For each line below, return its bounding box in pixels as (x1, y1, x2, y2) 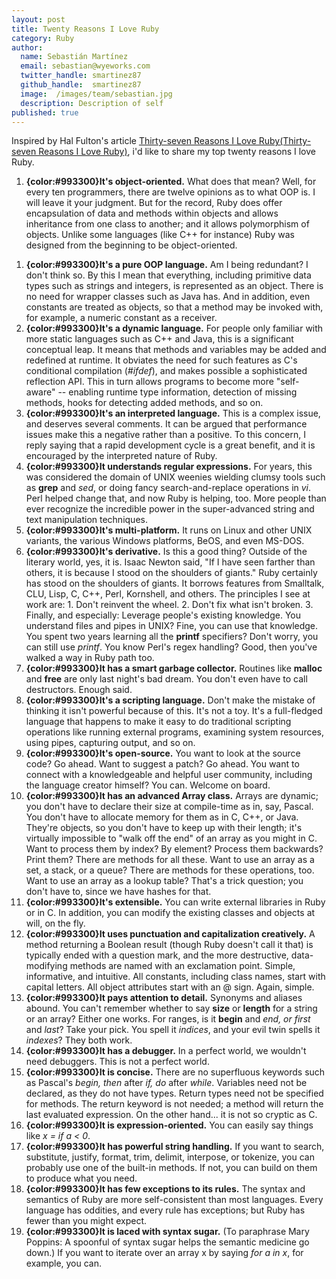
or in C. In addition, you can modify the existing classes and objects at (25, 907, 316, 919)
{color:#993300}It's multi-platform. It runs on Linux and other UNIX (25, 524, 313, 536)
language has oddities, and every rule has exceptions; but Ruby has (25, 1204, 306, 1216)
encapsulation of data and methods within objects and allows (25, 207, 279, 220)
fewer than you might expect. (25, 1215, 148, 1227)
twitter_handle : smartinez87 (20, 71, 142, 81)
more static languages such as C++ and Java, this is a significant (25, 333, 294, 345)
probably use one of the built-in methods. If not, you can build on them (25, 1162, 318, 1174)
